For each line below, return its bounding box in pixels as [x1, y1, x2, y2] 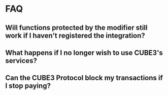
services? [5, 56, 37, 65]
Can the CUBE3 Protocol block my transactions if [5, 74, 163, 82]
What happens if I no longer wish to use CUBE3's [5, 48, 163, 57]
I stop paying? [5, 82, 51, 90]
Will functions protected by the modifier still [5, 23, 148, 32]
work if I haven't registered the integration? [5, 31, 146, 40]
